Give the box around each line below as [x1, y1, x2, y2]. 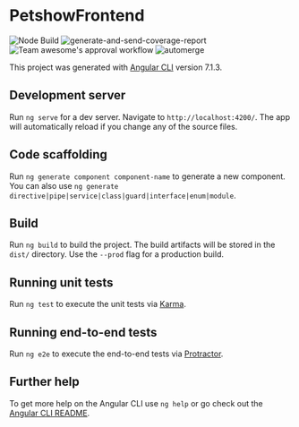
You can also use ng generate [9, 180, 119, 191]
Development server [9, 88, 126, 103]
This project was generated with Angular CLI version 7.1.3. [9, 62, 223, 73]
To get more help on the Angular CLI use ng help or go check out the [9, 397, 263, 408]
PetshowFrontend [9, 5, 145, 26]
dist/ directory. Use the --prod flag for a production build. [9, 249, 224, 260]
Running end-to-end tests [9, 324, 158, 340]
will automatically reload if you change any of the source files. [9, 121, 238, 132]
